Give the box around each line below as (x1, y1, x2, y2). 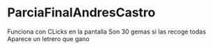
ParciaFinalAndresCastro (7, 5, 156, 21)
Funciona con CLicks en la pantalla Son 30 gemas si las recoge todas (7, 27, 207, 36)
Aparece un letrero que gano (7, 34, 90, 42)
